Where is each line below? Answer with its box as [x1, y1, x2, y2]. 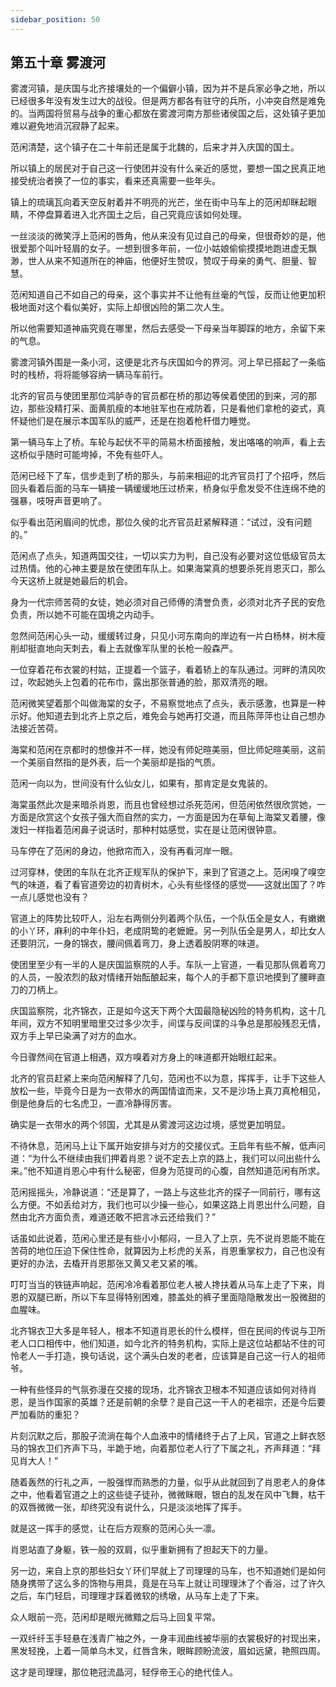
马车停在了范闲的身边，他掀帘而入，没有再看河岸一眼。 [10, 845, 238, 857]
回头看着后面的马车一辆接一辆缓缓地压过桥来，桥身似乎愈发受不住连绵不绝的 [10, 482, 326, 495]
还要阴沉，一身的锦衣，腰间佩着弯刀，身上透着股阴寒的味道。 [10, 937, 265, 950]
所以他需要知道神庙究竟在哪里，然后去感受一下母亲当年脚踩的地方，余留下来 [10, 322, 326, 335]
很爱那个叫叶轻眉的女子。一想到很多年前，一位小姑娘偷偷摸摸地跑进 [10, 242, 291, 255]
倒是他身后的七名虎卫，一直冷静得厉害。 [10, 1097, 177, 1110]
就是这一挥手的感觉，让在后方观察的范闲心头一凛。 [10, 1522, 221, 1535]
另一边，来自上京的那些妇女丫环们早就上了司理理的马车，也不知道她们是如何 [10, 1565, 326, 1577]
